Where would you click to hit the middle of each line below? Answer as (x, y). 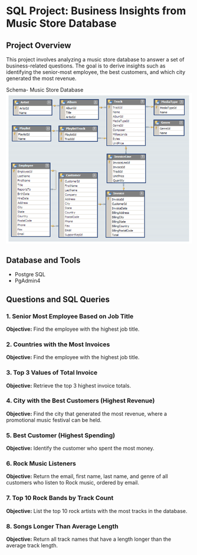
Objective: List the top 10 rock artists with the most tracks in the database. (97, 511)
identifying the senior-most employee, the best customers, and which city (96, 72)
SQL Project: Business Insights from (96, 11)
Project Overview (39, 45)
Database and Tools (43, 260)
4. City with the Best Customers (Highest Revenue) (81, 401)
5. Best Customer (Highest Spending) (61, 435)
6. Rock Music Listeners (41, 464)
